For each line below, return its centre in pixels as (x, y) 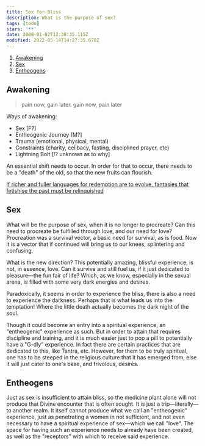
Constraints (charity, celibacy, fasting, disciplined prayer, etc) (92, 148)
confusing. (20, 250)
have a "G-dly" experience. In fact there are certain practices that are (94, 344)
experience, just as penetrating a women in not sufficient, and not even (95, 417)
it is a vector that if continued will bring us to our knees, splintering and (95, 244)
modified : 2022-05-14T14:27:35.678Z (53, 40)
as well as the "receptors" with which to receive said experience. (88, 436)
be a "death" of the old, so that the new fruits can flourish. (79, 172)
